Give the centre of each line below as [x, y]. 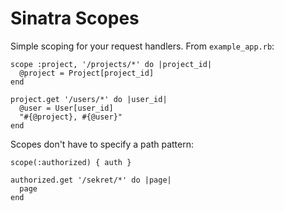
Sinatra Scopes [75, 18]
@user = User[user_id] [66, 108]
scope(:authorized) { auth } [71, 162]
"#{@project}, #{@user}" [71, 117]
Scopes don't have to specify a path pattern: [102, 144]
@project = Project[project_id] [87, 73]
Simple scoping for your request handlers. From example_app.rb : [142, 46]
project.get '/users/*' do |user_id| [89, 99]
